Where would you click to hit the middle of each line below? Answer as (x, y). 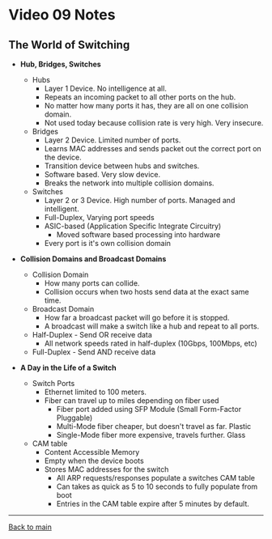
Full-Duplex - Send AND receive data (94, 352)
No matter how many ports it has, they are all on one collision (146, 106)
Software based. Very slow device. (102, 174)
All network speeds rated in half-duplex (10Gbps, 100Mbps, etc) (151, 343)
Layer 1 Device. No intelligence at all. (106, 88)
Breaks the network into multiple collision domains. (129, 183)
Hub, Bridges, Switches (60, 64)
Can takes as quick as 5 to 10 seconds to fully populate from (157, 486)
